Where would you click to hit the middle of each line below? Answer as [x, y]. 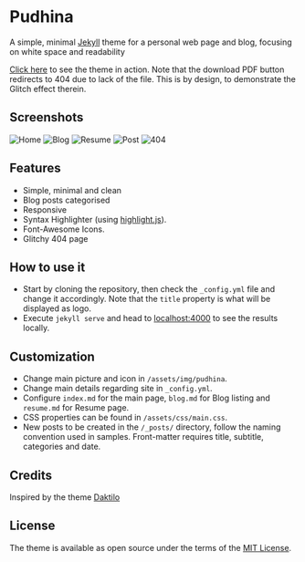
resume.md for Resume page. [76, 408]
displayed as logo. [57, 308]
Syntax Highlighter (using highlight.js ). [95, 219]
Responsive [44, 209]
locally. [36, 328]
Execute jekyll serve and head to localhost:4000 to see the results [150, 318]
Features [35, 168]
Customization [53, 356]
